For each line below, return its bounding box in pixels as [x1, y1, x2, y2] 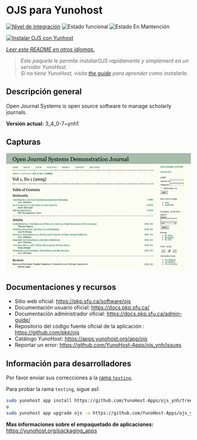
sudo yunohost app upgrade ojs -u [6, 410, 91, 416]
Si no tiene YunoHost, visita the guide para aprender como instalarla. [20, 69, 189, 76]
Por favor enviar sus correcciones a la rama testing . [6, 374, 133, 381]
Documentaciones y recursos [6, 282, 116, 292]
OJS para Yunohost [6, 4, 103, 17]
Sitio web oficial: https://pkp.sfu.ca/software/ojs [14, 298, 131, 305]
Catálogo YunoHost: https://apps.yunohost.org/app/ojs [14, 335, 148, 342]
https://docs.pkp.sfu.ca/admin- [106, 310, 182, 318]
